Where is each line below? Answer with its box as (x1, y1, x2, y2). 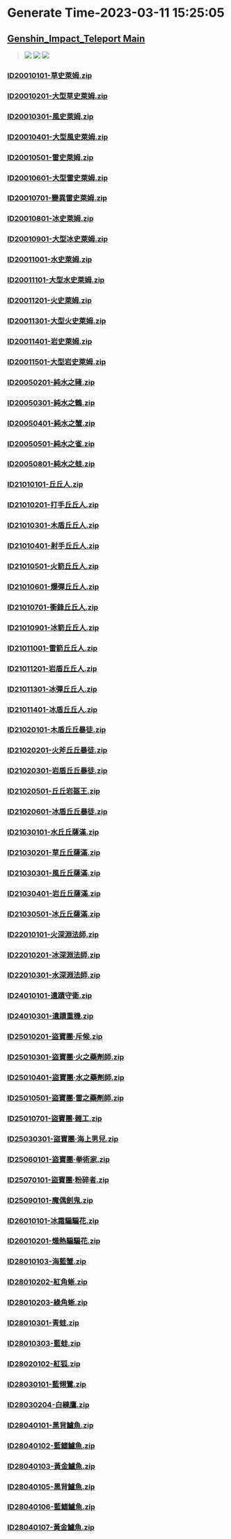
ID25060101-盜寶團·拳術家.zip (7, 1154, 110, 1164)
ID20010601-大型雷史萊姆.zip (7, 173, 108, 183)
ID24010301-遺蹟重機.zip (7, 1011, 94, 1021)
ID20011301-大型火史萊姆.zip (7, 316, 106, 326)
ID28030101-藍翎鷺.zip (7, 1379, 87, 1389)
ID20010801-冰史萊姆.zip (7, 214, 94, 224)
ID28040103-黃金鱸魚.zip (7, 1461, 95, 1471)
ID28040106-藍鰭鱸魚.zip (7, 1502, 95, 1512)
